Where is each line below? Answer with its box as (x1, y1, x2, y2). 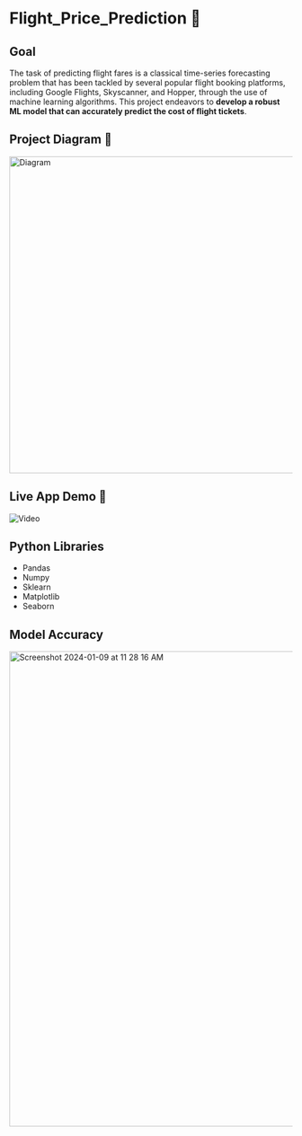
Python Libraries (9, 539, 105, 555)
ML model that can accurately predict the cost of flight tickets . (9, 106, 247, 116)
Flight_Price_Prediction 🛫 (9, 8, 201, 29)
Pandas (22, 563, 51, 573)
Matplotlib (22, 591, 60, 602)
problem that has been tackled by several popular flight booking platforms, (9, 77, 286, 88)
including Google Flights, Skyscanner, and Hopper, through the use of (9, 87, 268, 97)
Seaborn (22, 601, 55, 612)
